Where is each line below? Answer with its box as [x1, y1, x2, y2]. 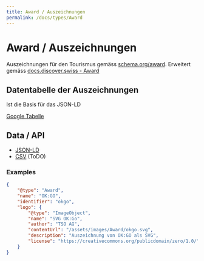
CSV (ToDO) [15, 153, 46, 160]
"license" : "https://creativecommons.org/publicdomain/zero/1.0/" [28, 238, 200, 245]
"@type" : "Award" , [17, 188, 64, 194]
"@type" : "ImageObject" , [28, 210, 91, 216]
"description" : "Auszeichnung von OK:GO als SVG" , [28, 232, 159, 239]
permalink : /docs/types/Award [6, 15, 83, 21]
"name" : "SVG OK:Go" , [28, 215, 83, 222]
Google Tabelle [6, 113, 44, 120]
